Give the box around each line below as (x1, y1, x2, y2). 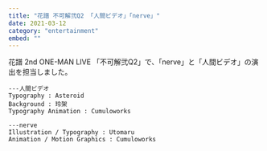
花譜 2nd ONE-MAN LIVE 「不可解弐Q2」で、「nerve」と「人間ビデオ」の (8, 57, 252, 67)
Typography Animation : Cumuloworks (8, 108, 131, 116)
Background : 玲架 (8, 100, 68, 108)
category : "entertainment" (8, 27, 99, 35)
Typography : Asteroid (8, 92, 84, 100)
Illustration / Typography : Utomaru (8, 129, 135, 137)
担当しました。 (22, 67, 72, 77)
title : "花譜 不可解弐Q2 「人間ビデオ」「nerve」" (8, 11, 161, 20)
